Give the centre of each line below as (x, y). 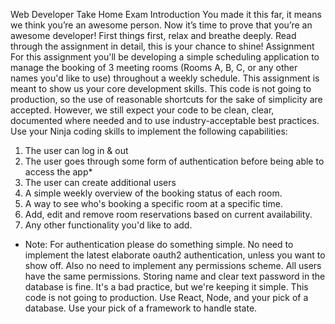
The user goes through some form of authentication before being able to (174, 161)
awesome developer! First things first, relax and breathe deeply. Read (153, 35)
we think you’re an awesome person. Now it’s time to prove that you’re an (161, 25)
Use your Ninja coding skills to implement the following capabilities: (149, 131)
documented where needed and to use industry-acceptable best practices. (165, 120)
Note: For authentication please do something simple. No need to (159, 244)
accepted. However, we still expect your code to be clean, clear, (142, 110)
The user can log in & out (76, 150)
